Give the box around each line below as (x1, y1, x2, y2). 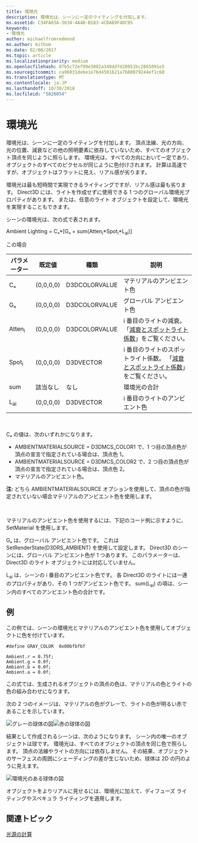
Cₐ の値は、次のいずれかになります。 (6, 431, 96, 438)
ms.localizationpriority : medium (6, 58, 88, 64)
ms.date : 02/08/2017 (6, 47, 57, 53)
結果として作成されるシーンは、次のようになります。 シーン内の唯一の (6, 733, 177, 740)
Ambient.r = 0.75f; (6, 653, 54, 659)
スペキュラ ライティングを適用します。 (31, 795, 125, 802)
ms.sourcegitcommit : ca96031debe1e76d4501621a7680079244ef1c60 (6, 69, 165, 75)
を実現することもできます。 (6, 203, 73, 210)
